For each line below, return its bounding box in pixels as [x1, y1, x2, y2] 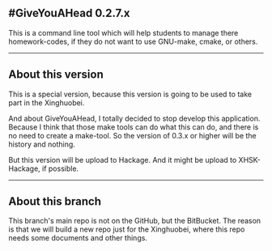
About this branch [8, 194, 101, 209]
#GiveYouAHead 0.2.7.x [8, 6, 130, 20]
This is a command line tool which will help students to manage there [8, 28, 239, 37]
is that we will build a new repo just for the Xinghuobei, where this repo [8, 224, 245, 234]
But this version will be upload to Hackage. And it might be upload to [8, 155, 237, 164]
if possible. [41, 164, 79, 173]
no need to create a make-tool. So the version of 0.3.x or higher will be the [8, 130, 257, 140]
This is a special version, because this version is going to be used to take [8, 89, 253, 99]
